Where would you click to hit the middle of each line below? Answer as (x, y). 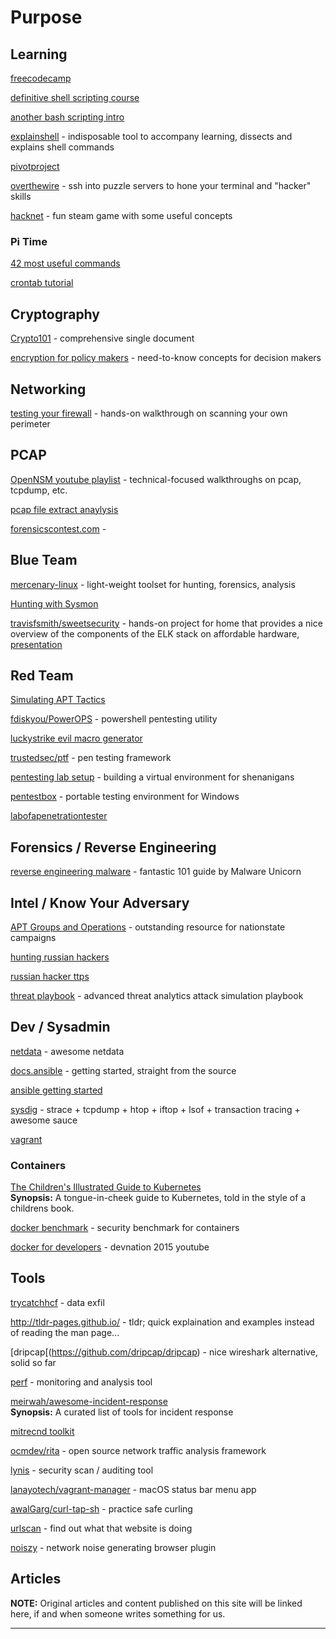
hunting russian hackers (60, 957)
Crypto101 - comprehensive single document (102, 338)
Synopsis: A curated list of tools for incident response (122, 1412)
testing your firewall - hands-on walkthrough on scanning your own (149, 413)
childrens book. (42, 1208)
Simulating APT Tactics (58, 700)
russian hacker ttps (50, 976)
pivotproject (35, 166)
